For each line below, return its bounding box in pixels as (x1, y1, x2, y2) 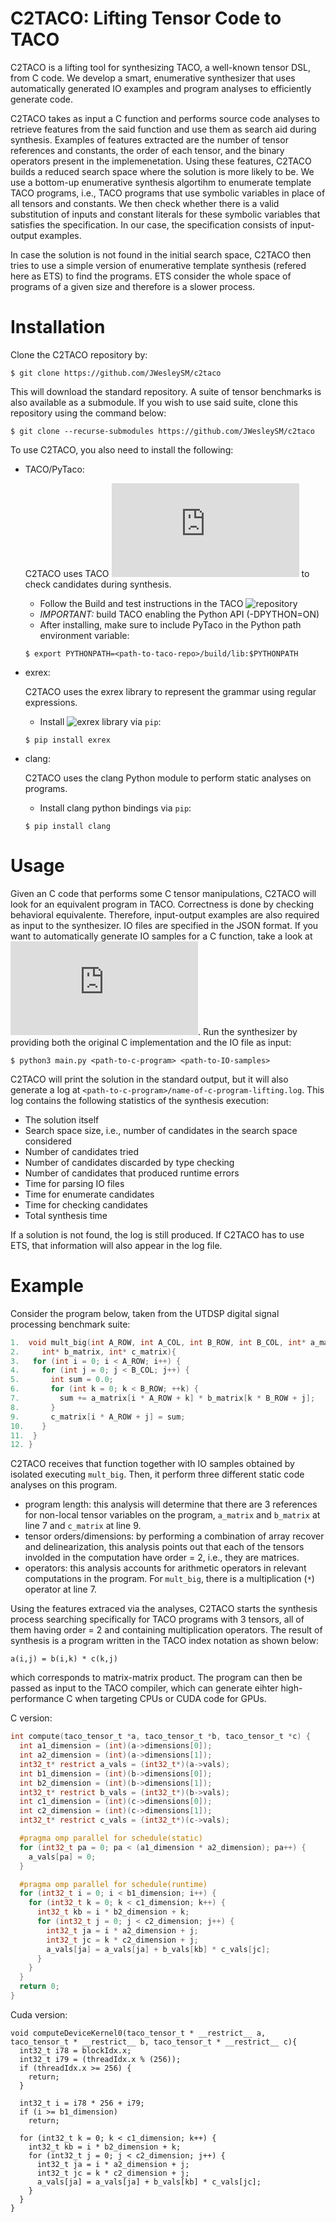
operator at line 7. (24, 1583, 97, 1596)
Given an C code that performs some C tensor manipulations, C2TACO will (10, 887, 317, 899)
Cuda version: (10, 2008, 68, 2021)
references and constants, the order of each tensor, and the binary (10, 144, 285, 156)
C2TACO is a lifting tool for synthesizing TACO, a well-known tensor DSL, (10, 61, 311, 73)
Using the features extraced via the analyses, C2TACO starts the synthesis (10, 1603, 318, 1615)
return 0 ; (19, 1982, 60, 1992)
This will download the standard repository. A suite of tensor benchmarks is (10, 385, 322, 397)
